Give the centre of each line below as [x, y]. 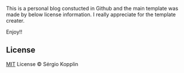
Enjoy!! [14, 32]
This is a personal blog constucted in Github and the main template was [92, 8]
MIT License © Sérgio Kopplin [42, 64]
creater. [15, 21]
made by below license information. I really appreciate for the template [91, 14]
